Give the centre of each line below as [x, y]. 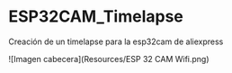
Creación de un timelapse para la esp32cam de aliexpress [116, 41]
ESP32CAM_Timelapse [96, 17]
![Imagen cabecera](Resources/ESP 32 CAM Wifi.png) [109, 59]
